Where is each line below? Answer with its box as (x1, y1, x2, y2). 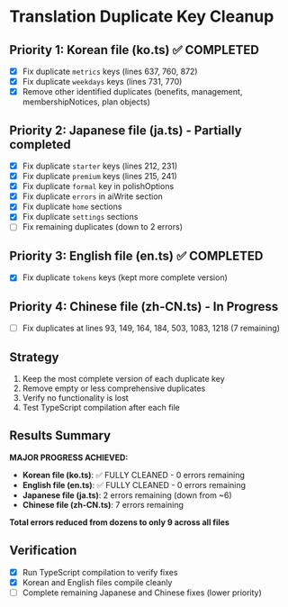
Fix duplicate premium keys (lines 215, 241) (22, 171, 177, 182)
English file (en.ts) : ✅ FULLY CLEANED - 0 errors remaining (22, 479, 246, 490)
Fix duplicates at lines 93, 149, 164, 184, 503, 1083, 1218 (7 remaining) (22, 322, 281, 334)
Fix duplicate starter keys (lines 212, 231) (22, 160, 178, 171)
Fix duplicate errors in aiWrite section (22, 191, 164, 202)
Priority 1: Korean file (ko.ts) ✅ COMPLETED (9, 42, 259, 58)
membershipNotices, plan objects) (22, 96, 151, 107)
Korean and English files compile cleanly (22, 576, 173, 587)
